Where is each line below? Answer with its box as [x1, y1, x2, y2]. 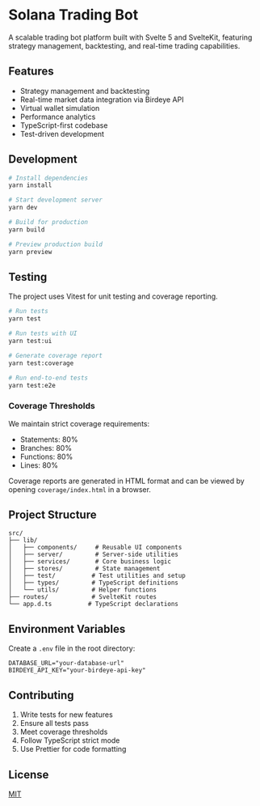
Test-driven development [19, 129, 105, 138]
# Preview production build [8, 240, 103, 248]
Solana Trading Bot [8, 6, 139, 24]
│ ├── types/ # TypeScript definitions [8, 579, 179, 588]
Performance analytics [19, 112, 96, 121]
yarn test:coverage [8, 358, 74, 367]
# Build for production [8, 218, 89, 227]
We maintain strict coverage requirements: [8, 418, 150, 428]
